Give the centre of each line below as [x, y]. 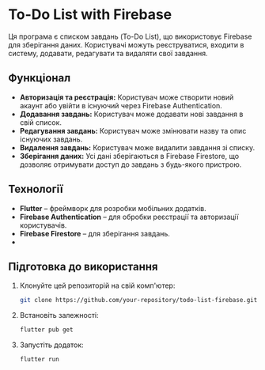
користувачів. [43, 225]
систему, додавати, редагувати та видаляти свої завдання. [108, 53]
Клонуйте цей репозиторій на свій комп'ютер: [97, 285]
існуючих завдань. [51, 139]
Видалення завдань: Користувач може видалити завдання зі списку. [137, 147]
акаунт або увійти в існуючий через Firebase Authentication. [121, 105]
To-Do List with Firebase [90, 15]
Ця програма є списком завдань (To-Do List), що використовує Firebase [130, 36]
